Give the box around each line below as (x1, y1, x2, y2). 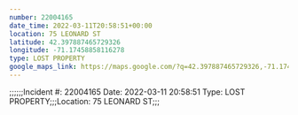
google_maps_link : (9, 63, 77, 72)
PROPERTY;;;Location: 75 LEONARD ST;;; (9, 96, 161, 106)
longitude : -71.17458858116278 (9, 46, 125, 55)
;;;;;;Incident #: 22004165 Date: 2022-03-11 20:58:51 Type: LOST (9, 86, 246, 97)
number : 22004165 (9, 12, 74, 22)
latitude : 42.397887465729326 (9, 37, 122, 47)
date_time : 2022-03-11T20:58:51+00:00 (9, 21, 153, 30)
